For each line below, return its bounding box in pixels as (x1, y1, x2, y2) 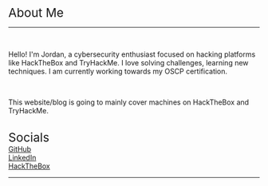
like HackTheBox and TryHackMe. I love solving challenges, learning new (8, 58, 249, 67)
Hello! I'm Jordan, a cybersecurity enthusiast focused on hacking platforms (8, 49, 256, 59)
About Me (8, 6, 64, 21)
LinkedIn (8, 153, 37, 162)
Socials (8, 130, 49, 145)
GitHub (8, 144, 32, 153)
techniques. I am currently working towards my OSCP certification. (8, 66, 228, 76)
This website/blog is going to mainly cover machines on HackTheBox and (8, 97, 250, 107)
